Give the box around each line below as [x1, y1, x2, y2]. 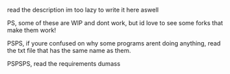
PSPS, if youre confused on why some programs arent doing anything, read [7, 39, 221, 47]
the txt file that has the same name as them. [7, 47, 132, 54]
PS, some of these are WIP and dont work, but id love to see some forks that [7, 19, 223, 26]
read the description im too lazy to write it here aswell [7, 6, 159, 14]
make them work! [7, 26, 56, 34]
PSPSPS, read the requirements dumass [7, 60, 121, 67]
